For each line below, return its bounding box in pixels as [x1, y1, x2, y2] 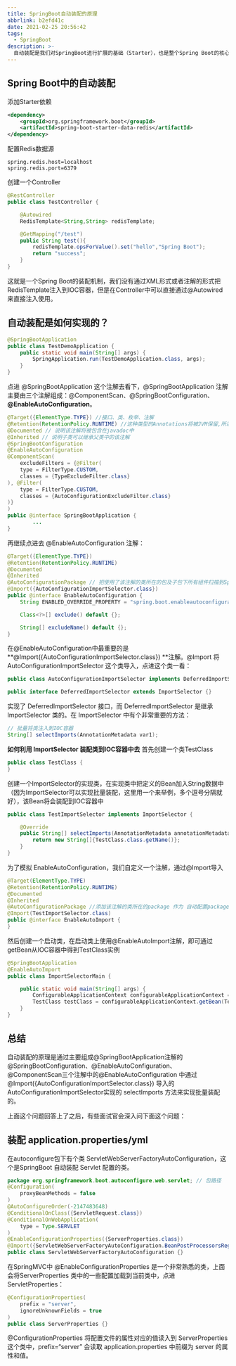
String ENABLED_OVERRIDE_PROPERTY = [20, 599, 128, 606]
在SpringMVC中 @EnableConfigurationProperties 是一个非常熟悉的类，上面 [7, 1263, 225, 1270]
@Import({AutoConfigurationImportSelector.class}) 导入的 [7, 1079, 175, 1087]
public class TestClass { [7, 759, 83, 766]
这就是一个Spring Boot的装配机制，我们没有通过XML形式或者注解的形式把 [7, 276, 221, 285]
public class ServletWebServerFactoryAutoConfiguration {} [7, 1249, 184, 1256]
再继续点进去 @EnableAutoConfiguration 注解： [7, 539, 145, 547]
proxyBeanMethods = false [20, 1190, 96, 1197]
